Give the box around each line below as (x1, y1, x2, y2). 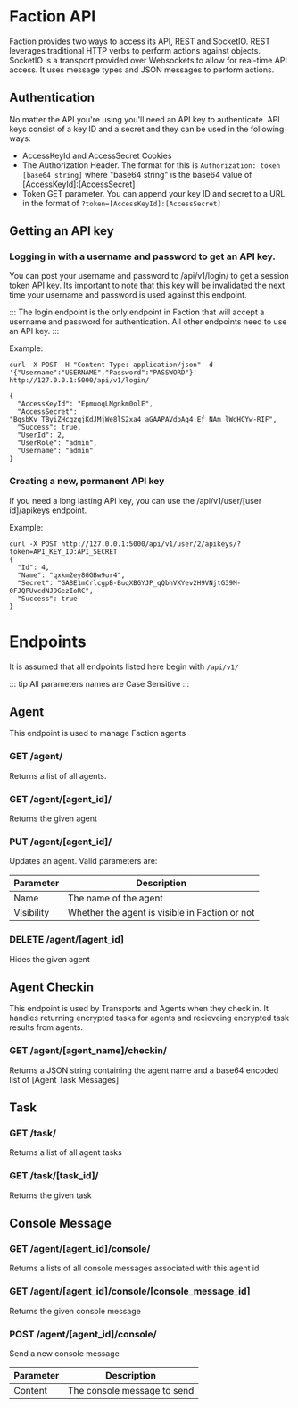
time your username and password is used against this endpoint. (9, 289, 247, 300)
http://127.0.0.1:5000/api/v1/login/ (9, 376, 150, 385)
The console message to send (67, 1385, 195, 1397)
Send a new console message (9, 1348, 120, 1359)
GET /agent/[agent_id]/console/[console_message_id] (9, 1285, 252, 1297)
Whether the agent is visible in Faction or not (67, 907, 255, 919)
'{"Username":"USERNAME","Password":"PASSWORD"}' (9, 368, 198, 377)
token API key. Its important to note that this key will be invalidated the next (9, 280, 286, 291)
